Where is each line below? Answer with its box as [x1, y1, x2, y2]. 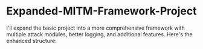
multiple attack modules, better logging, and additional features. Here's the [6, 30, 193, 38]
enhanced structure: [6, 37, 57, 44]
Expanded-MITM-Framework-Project [6, 4, 197, 18]
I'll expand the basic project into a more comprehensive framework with [6, 24, 185, 31]
